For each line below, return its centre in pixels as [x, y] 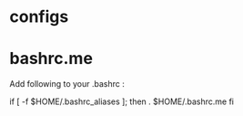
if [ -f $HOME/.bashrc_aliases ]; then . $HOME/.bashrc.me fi [122, 101]
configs [39, 17]
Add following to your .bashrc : [67, 84]
